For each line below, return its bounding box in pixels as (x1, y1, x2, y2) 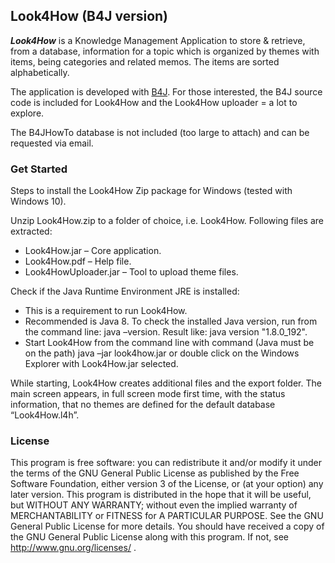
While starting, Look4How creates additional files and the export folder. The (10, 377, 322, 389)
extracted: (10, 225, 53, 238)
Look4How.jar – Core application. (24, 245, 162, 257)
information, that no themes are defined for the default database (10, 399, 276, 411)
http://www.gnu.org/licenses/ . (10, 542, 137, 554)
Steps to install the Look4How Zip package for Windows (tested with (10, 185, 293, 197)
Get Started (10, 162, 68, 176)
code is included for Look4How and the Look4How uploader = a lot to (10, 96, 298, 108)
